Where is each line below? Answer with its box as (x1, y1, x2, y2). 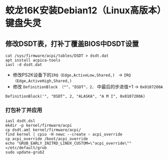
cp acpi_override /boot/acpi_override (5, 136, 88, 142)
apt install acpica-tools (5, 58, 60, 63)
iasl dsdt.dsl (5, 119, 36, 124)
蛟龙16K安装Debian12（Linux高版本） (5, 5, 166, 16)
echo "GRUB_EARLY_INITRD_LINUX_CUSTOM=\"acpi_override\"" (5, 141, 132, 146)
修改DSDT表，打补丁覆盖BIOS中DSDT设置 (5, 39, 139, 48)
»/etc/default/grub (5, 145, 47, 151)
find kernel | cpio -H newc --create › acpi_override (5, 132, 123, 137)
